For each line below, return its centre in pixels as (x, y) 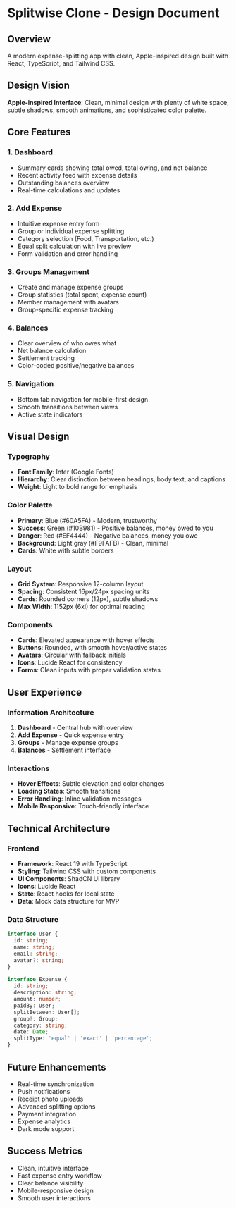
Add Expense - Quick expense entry (71, 735)
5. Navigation (31, 384)
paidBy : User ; (34, 1006)
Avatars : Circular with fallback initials (72, 655)
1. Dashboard (30, 152)
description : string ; (45, 993)
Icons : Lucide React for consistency (70, 662)
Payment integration (47, 1114)
